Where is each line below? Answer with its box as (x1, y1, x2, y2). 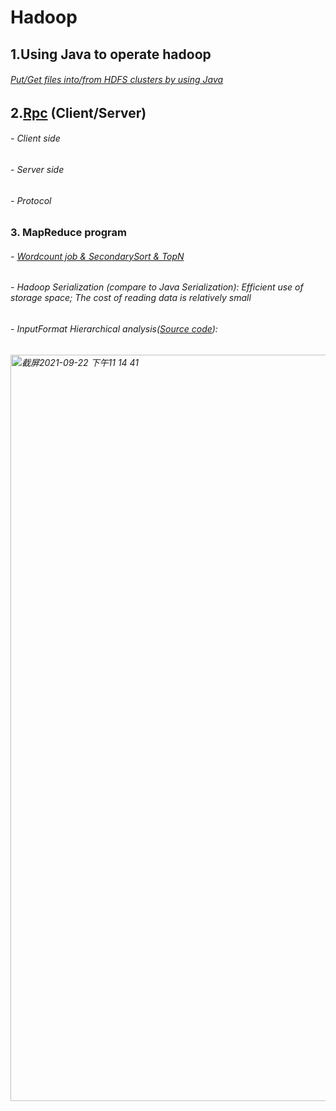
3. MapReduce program (10, 226, 127, 240)
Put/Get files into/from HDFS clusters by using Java (10, 74, 224, 86)
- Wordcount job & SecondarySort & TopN (10, 250, 185, 262)
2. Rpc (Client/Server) (10, 104, 147, 121)
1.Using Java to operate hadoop (10, 46, 212, 63)
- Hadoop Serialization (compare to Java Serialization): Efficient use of (10, 281, 304, 293)
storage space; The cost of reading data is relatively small (10, 292, 252, 304)
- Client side (10, 132, 61, 145)
